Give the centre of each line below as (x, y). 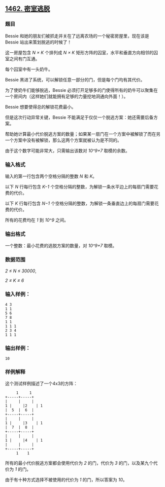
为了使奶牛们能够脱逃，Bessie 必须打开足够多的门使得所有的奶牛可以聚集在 (82, 90)
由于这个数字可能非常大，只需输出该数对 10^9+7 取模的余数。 (67, 150)
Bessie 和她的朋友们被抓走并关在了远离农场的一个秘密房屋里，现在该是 (77, 36)
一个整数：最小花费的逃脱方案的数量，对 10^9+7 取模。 (61, 246)
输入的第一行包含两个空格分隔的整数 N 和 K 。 (51, 176)
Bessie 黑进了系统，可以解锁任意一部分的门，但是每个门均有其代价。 (75, 79)
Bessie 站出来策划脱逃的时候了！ (38, 42)
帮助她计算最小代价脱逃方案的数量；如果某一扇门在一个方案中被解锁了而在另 (83, 134)
